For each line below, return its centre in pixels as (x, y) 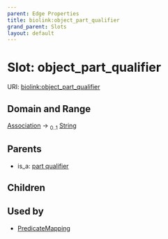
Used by (25, 211)
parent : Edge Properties (43, 14)
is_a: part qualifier (43, 166)
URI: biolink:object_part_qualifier (54, 87)
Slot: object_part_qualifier (84, 68)
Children (26, 188)
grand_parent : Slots (37, 26)
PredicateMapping (44, 228)
